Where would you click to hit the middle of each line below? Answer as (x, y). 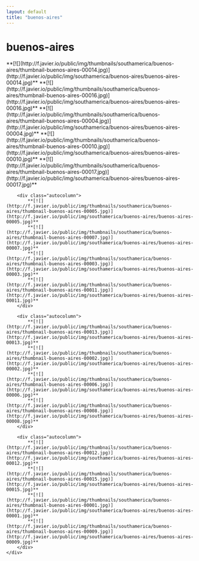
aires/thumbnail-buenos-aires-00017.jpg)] (58, 172)
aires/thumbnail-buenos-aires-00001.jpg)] (60, 505)
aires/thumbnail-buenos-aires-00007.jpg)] (60, 238)
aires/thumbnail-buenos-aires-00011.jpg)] (60, 290)
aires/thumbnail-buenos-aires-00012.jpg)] (60, 453)
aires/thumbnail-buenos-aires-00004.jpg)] (59, 121)
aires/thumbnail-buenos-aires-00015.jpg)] (60, 479)
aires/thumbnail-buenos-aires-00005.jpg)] (60, 211)
